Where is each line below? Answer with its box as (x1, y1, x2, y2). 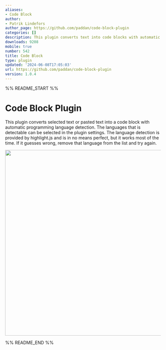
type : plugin (5, 58, 32, 63)
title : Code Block (5, 53, 43, 58)
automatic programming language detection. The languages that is (5, 124, 141, 130)
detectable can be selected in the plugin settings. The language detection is (5, 129, 160, 135)
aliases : (5, 7, 23, 12)
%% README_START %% (5, 85, 58, 91)
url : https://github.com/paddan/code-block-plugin (5, 67, 112, 72)
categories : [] (5, 30, 37, 35)
